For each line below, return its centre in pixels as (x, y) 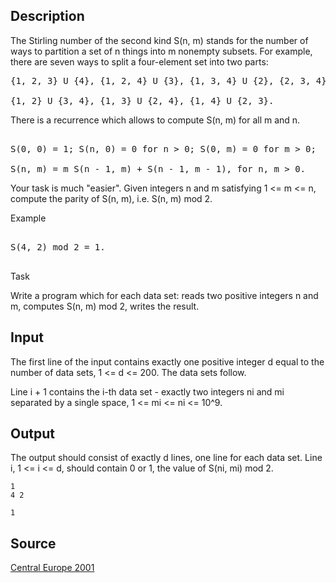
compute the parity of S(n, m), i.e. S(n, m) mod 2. (111, 198)
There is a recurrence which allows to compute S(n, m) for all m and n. (155, 120)
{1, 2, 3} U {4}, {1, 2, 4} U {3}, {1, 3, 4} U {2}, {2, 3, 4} (168, 80)
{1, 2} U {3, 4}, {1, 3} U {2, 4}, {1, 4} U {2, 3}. (142, 100)
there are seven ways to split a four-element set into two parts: (139, 61)
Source (33, 543)
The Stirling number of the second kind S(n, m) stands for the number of (159, 40)
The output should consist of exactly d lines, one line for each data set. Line (166, 458)
